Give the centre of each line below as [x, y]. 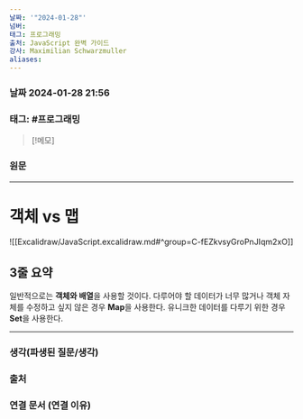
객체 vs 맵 [44, 216]
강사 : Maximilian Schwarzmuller [69, 51]
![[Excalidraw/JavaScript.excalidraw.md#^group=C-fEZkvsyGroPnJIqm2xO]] [151, 242]
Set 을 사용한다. [37, 319]
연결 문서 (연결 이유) [50, 405]
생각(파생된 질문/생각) [54, 352]
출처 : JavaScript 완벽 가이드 [60, 43]
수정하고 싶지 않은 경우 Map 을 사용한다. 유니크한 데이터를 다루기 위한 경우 [156, 307]
